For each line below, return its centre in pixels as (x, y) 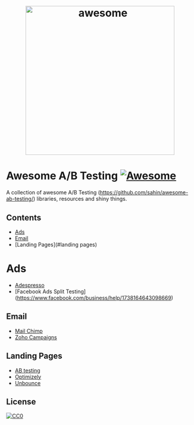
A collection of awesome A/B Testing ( (53, 193)
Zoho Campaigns (36, 337)
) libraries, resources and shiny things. (80, 199)
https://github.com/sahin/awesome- (144, 193)
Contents (24, 217)
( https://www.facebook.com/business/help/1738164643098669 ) (94, 297)
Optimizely (28, 377)
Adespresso (29, 285)
